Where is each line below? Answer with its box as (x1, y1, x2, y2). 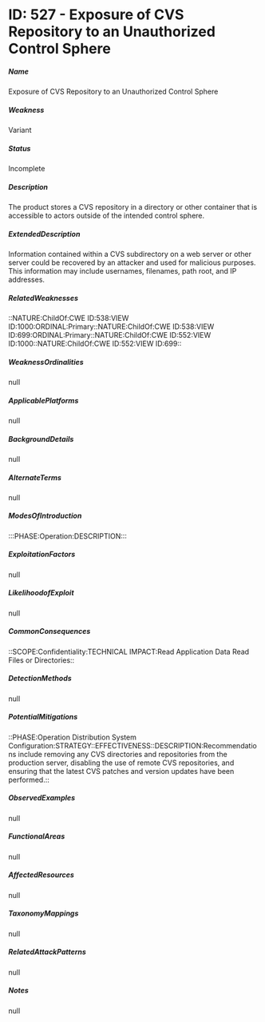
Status (8, 143, 31, 153)
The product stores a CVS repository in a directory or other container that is (8, 202, 258, 212)
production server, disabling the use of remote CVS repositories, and (8, 758, 235, 768)
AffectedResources (8, 870, 74, 880)
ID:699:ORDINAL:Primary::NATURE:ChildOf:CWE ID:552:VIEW (8, 331, 212, 339)
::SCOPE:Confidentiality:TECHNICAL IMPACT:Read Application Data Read (8, 647, 250, 656)
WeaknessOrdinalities (8, 357, 84, 367)
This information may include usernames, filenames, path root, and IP (8, 267, 237, 276)
